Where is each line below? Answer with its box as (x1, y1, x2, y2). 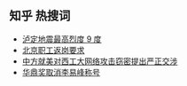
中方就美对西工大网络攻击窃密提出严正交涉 (21, 56, 178, 66)
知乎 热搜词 (9, 8, 71, 24)
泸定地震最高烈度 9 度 (21, 34, 102, 44)
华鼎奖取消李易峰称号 (21, 66, 100, 77)
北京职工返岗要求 (21, 44, 85, 55)
